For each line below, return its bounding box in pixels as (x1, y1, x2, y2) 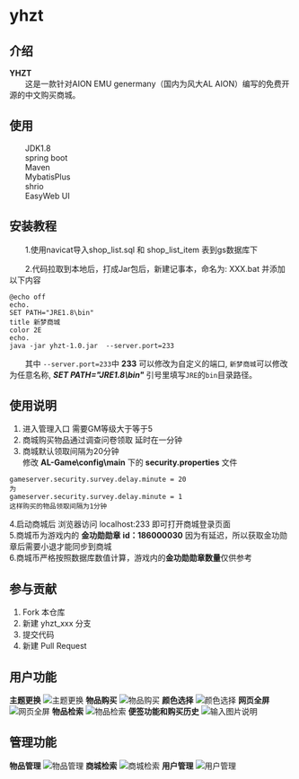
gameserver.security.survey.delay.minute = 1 (9, 493, 182, 502)
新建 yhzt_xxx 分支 (22, 618, 92, 629)
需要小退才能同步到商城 (24, 541, 112, 552)
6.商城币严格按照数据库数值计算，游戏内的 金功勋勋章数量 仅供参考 (9, 553, 253, 564)
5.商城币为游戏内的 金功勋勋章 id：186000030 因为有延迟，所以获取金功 (9, 530, 280, 541)
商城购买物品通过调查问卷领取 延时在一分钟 (22, 434, 182, 445)
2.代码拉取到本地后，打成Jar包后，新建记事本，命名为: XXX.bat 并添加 (25, 263, 286, 274)
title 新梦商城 (9, 318, 61, 327)
